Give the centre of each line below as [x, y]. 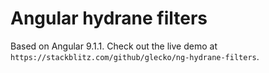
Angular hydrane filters [109, 18]
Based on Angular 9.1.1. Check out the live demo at [114, 46]
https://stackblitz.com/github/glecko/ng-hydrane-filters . [135, 56]
